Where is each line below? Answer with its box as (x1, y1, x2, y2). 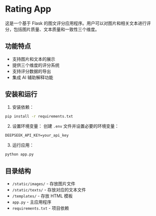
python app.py (5, 152, 34, 157)
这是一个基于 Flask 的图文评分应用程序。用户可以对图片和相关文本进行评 (5, 20, 151, 26)
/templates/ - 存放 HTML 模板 (12, 193, 73, 199)
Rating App (5, 3, 51, 15)
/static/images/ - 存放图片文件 (12, 181, 76, 187)
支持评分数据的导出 (12, 68, 51, 74)
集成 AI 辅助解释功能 (12, 74, 54, 80)
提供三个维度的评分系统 (12, 62, 60, 68)
